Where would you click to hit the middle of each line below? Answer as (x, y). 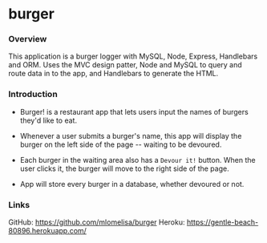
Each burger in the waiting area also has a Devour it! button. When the (138, 160)
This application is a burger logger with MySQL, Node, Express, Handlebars (133, 56)
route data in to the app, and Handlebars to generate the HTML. (113, 74)
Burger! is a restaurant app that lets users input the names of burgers (134, 111)
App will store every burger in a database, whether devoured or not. (132, 184)
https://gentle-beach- (222, 222)
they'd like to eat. (49, 120)
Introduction (33, 95)
